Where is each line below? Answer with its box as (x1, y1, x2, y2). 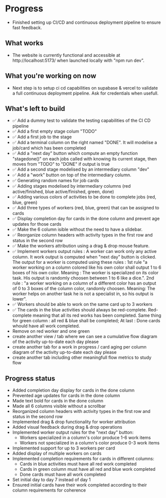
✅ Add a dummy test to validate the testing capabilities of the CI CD (12, 117, 151, 124)
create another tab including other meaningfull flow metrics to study (12, 354, 152, 360)
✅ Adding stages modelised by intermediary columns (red (12, 183, 131, 189)
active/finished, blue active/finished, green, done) (12, 189, 114, 195)
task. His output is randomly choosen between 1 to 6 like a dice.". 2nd (12, 275, 155, 281)
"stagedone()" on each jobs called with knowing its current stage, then (12, 156, 157, 162)
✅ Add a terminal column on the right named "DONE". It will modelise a (12, 140, 157, 146)
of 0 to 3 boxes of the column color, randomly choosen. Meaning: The (12, 286, 155, 292)
